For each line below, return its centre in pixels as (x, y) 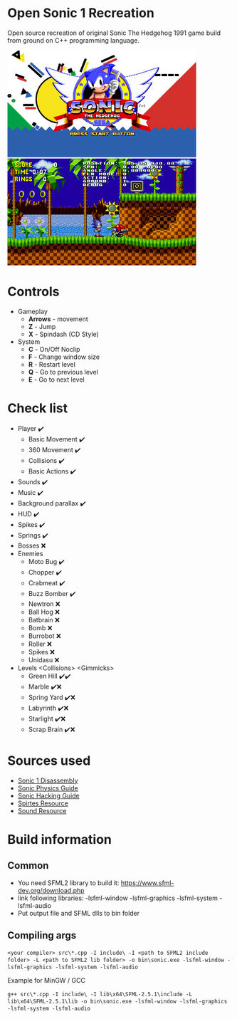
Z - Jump (42, 326)
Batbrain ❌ (44, 620)
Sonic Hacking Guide (48, 795)
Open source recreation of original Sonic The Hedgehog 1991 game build (114, 33)
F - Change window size (64, 357)
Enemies (30, 553)
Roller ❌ (40, 644)
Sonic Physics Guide (48, 788)
